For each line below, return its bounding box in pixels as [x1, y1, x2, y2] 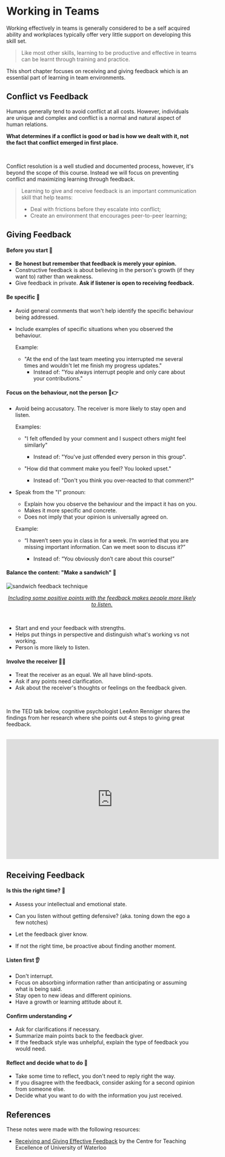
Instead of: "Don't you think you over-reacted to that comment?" [33, 477, 194, 484]
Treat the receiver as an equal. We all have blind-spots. [15, 671, 153, 679]
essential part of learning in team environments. [6, 74, 126, 81]
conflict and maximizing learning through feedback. [6, 175, 135, 183]
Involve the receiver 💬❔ [6, 657, 66, 665]
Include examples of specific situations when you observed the [15, 325, 173, 332]
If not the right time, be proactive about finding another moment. [15, 942, 176, 949]
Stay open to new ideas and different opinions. [15, 991, 132, 999]
